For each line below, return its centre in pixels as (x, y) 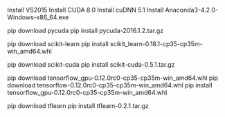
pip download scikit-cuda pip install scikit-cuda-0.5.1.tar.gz (91, 64)
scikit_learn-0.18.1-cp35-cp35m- (156, 44)
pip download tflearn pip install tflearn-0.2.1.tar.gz (78, 106)
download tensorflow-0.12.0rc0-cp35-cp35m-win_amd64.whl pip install (110, 85)
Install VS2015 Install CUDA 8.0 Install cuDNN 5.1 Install (85, 10)
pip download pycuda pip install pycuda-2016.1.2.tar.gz (85, 31)
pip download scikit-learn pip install (58, 44)
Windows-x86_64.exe (38, 17)
